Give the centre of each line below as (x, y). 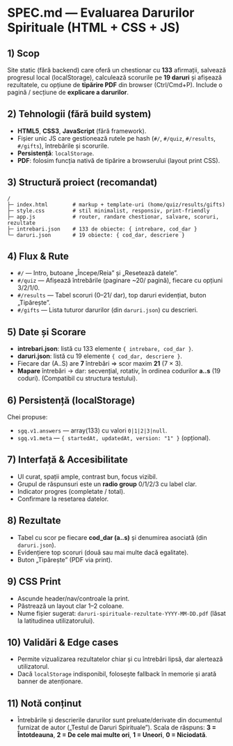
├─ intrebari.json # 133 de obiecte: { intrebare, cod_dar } (102, 229)
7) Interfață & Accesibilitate (68, 460)
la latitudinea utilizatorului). (56, 621)
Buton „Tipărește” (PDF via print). (65, 559)
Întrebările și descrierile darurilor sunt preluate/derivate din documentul (120, 720)
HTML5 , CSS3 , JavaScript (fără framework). (82, 131)
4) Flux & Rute (38, 257)
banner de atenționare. (50, 681)
